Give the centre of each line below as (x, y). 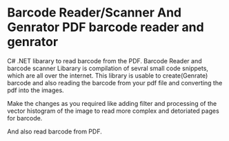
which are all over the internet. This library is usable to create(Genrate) (108, 75)
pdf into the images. (36, 90)
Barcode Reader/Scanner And (94, 13)
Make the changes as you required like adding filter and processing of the (112, 103)
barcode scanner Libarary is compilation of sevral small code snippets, (108, 68)
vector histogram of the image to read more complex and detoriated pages (113, 111)
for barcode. (25, 118)
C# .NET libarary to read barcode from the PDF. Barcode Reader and (104, 61)
